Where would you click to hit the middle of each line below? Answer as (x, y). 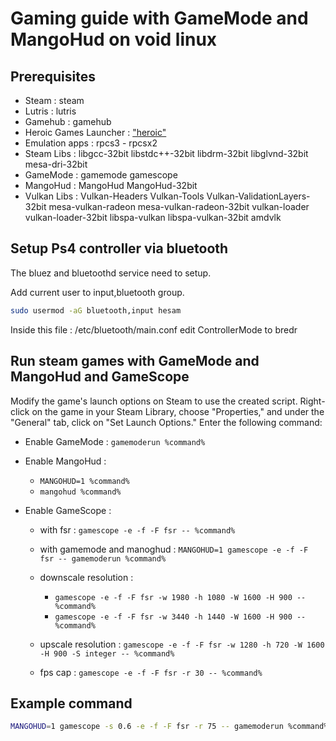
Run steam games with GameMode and (135, 361)
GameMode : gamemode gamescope (101, 175)
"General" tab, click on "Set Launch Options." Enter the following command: (166, 422)
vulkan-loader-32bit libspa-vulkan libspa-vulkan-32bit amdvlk (153, 217)
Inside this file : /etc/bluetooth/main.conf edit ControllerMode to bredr (154, 329)
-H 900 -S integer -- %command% (107, 653)
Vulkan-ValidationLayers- (258, 196)
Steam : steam (54, 100)
